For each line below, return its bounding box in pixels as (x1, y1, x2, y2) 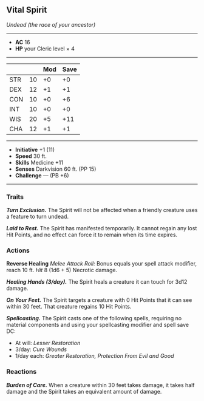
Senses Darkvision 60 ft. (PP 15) (15, 165, 97, 173)
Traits (6, 193, 24, 201)
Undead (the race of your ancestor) (6, 21, 96, 28)
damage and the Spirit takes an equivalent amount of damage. (6, 388, 162, 395)
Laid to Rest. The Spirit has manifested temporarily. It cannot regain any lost (6, 225, 197, 232)
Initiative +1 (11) (15, 146, 55, 153)
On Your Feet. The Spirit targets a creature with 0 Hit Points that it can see (6, 296, 192, 304)
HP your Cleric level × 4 (15, 45, 75, 52)
